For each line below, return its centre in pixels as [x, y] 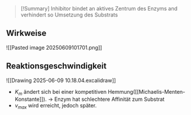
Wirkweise [26, 33]
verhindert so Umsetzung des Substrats [69, 15]
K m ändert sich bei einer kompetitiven [61, 92]
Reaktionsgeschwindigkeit [56, 66]
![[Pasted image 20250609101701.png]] [54, 47]
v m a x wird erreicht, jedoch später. [56, 106]
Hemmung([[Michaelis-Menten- [147, 91]
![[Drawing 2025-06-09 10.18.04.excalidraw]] [61, 80]
